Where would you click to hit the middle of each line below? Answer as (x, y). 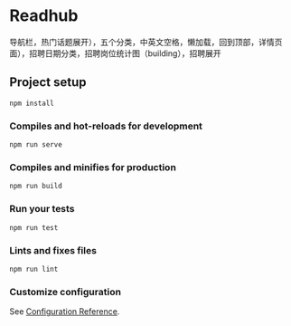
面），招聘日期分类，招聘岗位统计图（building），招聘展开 (115, 53)
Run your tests (42, 209)
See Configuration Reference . (65, 312)
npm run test (34, 227)
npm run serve (36, 145)
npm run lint (34, 269)
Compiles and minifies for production (93, 167)
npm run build (36, 187)
